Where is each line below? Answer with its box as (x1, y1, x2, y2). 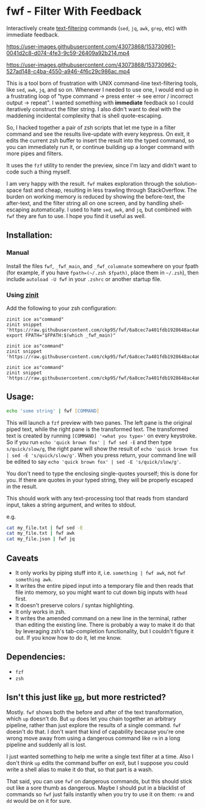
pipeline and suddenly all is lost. (6, 741, 87, 748)
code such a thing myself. (6, 168, 71, 175)
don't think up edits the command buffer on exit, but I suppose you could (6, 759, 189, 766)
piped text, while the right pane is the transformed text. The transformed (6, 425, 189, 433)
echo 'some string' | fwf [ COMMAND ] (6, 408, 99, 414)
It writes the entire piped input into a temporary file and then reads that (15, 582, 194, 590)
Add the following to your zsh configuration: (6, 304, 117, 312)
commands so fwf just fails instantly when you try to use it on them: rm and (6, 790, 194, 798)
